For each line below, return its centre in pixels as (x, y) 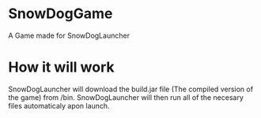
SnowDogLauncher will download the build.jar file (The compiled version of (131, 89)
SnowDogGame (61, 14)
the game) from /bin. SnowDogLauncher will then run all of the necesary (126, 97)
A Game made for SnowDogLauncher (69, 35)
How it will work (61, 67)
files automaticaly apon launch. (59, 105)
